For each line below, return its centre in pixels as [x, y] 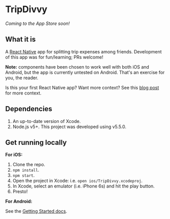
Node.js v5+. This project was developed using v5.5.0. [70, 127]
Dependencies [29, 109]
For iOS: [14, 155]
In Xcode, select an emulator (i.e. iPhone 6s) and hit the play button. [83, 186]
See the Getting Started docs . [36, 211]
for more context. [23, 93]
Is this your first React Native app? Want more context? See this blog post [82, 87]
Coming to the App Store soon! [38, 23]
